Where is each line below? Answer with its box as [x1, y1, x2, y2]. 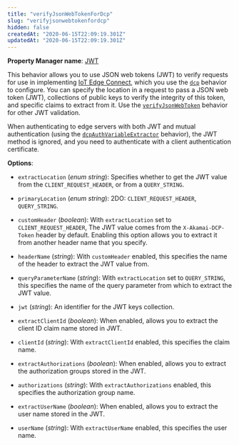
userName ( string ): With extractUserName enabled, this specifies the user [17, 424, 228, 432]
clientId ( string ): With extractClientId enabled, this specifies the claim [17, 338, 230, 346]
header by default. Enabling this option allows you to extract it [35, 231, 218, 239]
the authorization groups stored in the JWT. [17, 367, 146, 376]
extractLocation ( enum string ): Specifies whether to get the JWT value [17, 173, 228, 181]
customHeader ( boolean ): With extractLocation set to [17, 216, 172, 224]
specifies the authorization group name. [17, 389, 136, 397]
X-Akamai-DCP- [183, 224, 225, 232]
